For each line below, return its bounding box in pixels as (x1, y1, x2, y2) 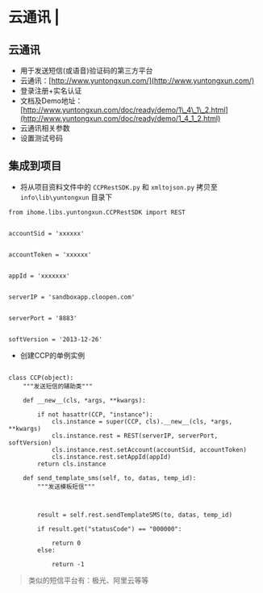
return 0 (51, 539, 81, 547)
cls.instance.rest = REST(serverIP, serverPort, (51, 432, 219, 440)
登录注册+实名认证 (19, 86, 82, 95)
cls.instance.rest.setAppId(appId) (51, 453, 172, 461)
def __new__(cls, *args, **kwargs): (23, 396, 147, 404)
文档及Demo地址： (19, 96, 83, 106)
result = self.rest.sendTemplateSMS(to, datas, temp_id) (37, 511, 232, 519)
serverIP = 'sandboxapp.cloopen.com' (8, 293, 136, 301)
